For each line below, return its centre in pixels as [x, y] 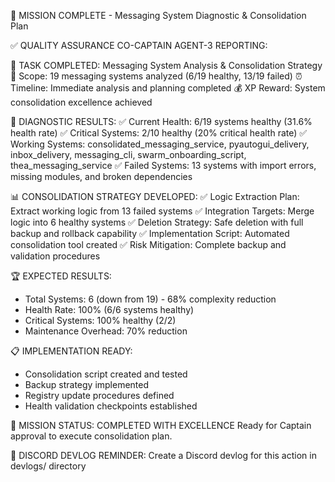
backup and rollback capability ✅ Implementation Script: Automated [150, 233]
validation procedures [55, 256]
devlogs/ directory [48, 466]
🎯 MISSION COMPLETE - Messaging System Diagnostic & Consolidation [158, 15]
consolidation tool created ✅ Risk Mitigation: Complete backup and [148, 244]
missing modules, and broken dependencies [101, 176]
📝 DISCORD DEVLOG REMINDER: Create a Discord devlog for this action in [163, 455]
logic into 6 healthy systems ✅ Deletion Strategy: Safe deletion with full [157, 222]
